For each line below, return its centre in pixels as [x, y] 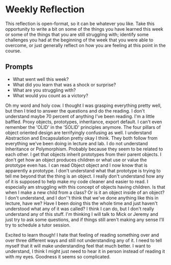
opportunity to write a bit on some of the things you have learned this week [84, 29]
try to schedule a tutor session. [38, 225]
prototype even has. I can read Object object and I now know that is [77, 165]
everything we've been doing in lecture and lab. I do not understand [77, 143]
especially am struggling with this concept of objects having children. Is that [85, 187]
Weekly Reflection [45, 9]
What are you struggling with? [44, 90]
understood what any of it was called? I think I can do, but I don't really [80, 209]
